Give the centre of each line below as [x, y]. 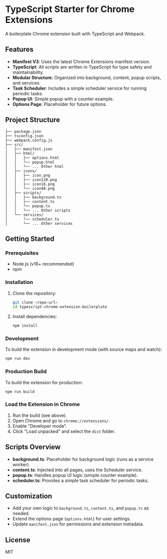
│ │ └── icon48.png [30, 188]
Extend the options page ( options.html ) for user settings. [72, 519]
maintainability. [28, 72]
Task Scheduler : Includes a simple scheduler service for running [79, 88]
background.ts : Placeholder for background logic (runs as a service [83, 459]
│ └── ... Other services [39, 223]
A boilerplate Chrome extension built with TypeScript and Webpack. [75, 34]
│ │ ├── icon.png [28, 175]
